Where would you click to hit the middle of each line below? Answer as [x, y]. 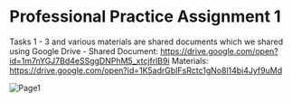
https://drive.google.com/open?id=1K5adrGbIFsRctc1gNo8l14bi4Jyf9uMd [146, 70]
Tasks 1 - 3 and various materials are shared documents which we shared [146, 42]
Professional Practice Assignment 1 [146, 17]
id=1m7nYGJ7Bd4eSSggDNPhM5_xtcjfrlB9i [89, 60]
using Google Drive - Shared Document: [84, 51]
